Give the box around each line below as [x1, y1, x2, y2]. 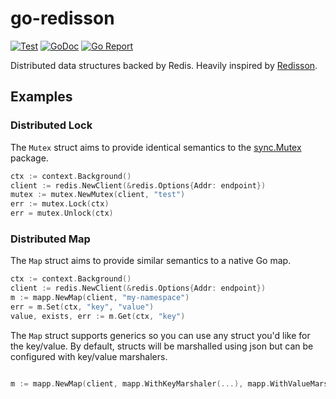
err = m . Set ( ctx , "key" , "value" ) [10, 302, 155, 312]
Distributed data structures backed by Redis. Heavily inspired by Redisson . [10, 59, 318, 71]
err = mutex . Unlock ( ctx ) [10, 208, 114, 219]
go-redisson [10, 7, 115, 30]
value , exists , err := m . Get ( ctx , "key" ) [10, 311, 186, 321]
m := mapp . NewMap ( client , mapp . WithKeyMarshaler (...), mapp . [10, 378, 271, 389]
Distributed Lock [10, 118, 93, 132]
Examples [10, 88, 73, 106]
